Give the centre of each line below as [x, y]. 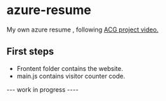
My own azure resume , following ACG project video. [83, 29]
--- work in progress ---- [42, 89]
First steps [30, 52]
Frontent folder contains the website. [70, 68]
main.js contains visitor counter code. [71, 76]
